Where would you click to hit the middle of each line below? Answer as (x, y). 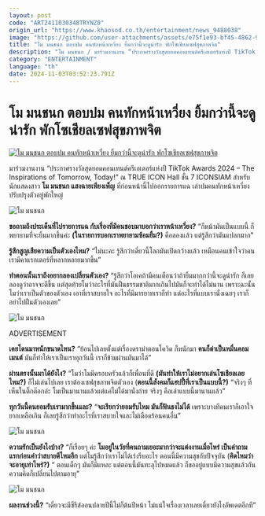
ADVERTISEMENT (38, 333)
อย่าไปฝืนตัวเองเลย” (35, 302)
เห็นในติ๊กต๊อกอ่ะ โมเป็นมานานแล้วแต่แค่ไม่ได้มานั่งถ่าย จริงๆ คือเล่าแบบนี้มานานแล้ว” (117, 391)
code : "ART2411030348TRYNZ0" (57, 23)
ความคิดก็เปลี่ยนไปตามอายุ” (44, 474)
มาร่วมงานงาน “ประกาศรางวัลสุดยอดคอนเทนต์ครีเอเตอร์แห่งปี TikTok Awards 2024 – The (132, 168)
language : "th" (34, 67)
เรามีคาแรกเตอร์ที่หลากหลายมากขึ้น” (55, 260)
